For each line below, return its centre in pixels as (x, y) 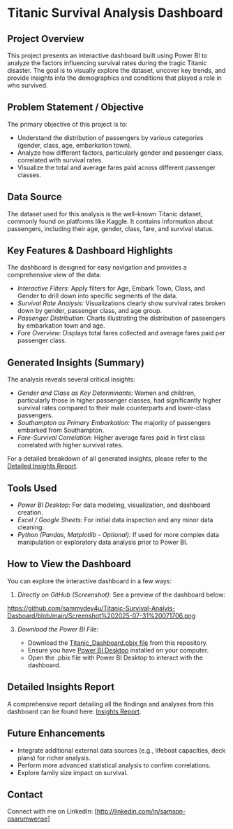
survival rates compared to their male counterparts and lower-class (114, 408)
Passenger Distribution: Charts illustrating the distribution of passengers (121, 318)
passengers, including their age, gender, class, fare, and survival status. (111, 228)
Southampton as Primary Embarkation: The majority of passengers (114, 423)
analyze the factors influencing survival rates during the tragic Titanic (107, 63)
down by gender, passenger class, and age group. (90, 311)
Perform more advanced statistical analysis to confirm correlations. (114, 765)
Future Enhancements (57, 733)
